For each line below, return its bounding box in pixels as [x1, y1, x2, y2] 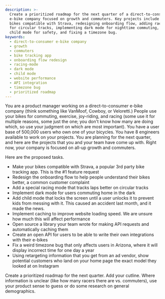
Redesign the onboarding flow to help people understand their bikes [12, 174, 150, 180]
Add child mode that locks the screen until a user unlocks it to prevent [12, 195, 154, 201]
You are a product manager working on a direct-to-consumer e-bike [5, 103, 143, 109]
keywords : [5, 35, 26, 40]
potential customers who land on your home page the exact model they [12, 258, 157, 264]
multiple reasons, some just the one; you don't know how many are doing [5, 119, 154, 124]
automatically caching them [12, 227, 69, 233]
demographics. [5, 288, 36, 294]
